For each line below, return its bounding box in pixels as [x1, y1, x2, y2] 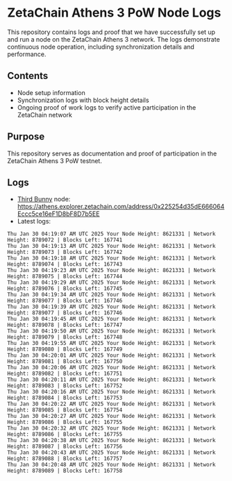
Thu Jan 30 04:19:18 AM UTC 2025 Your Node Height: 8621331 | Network [7, 255, 216, 262]
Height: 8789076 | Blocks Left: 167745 [7, 285, 123, 292]
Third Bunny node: [17, 195, 71, 203]
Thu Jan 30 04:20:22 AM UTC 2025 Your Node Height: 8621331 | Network [7, 400, 216, 407]
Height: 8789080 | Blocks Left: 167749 [7, 346, 123, 353]
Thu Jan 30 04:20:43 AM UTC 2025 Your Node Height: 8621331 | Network [7, 449, 216, 456]
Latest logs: [17, 217, 51, 226]
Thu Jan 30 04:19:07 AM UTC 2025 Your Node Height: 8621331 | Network [7, 230, 216, 237]
